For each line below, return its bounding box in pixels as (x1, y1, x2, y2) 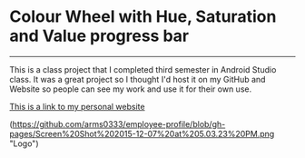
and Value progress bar (9, 25, 190, 46)
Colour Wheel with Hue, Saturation (9, 6, 277, 27)
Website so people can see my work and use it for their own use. (9, 84, 252, 94)
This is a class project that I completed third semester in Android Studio (9, 64, 277, 74)
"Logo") (9, 138, 39, 149)
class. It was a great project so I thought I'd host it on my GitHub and (9, 74, 266, 84)
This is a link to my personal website (9, 101, 145, 112)
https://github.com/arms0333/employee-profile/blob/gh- (12, 118, 226, 129)
